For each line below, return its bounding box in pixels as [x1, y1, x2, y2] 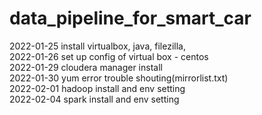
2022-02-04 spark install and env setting [9, 93, 180, 105]
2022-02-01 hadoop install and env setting [9, 82, 186, 94]
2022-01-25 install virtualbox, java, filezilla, [9, 40, 186, 52]
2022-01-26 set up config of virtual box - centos [9, 50, 209, 62]
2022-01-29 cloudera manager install [9, 61, 163, 73]
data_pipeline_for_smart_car [9, 7, 252, 30]
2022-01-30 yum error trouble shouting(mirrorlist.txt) [9, 72, 229, 84]
